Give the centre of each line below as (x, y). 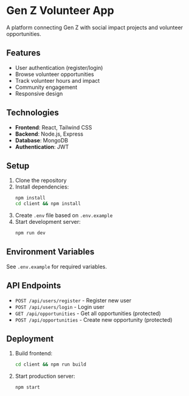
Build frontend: (34, 353)
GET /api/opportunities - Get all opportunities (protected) (88, 313)
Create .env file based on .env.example (64, 215)
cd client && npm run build (50, 365)
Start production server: (45, 376)
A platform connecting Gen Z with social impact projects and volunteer (95, 27)
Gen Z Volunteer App (60, 11)
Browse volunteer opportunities (54, 74)
